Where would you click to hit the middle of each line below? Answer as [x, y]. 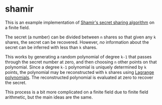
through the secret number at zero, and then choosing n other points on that [81, 62]
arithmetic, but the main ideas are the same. [49, 97]
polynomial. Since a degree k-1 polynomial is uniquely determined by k [76, 67]
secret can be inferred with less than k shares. [51, 47]
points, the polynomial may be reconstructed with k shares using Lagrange [80, 72]
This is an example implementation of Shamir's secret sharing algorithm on [80, 22]
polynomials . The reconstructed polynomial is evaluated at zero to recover [79, 77]
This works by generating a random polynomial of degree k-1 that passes [78, 56]
